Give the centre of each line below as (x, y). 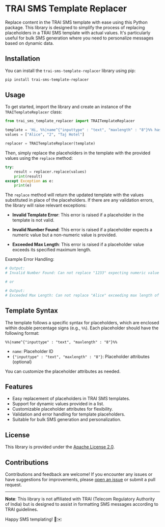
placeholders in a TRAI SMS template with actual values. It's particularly (78, 33)
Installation (23, 59)
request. (14, 485)
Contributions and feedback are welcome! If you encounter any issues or (79, 474)
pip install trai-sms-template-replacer (47, 79)
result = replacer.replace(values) (50, 172)
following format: (22, 333)
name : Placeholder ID (33, 351)
